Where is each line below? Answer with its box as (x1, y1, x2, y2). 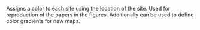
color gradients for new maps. (6, 18, 81, 24)
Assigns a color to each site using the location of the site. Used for (6, 5, 171, 12)
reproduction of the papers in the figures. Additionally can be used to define (6, 11, 194, 18)
